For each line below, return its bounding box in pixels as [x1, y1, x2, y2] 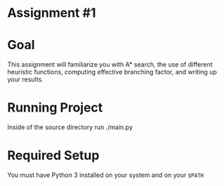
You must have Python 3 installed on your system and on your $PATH [7, 171, 204, 179]
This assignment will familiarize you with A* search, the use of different [7, 60, 213, 69]
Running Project [7, 100, 103, 116]
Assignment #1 [7, 5, 96, 21]
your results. [7, 75, 44, 84]
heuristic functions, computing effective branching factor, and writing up [7, 68, 218, 77]
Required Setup [7, 147, 100, 164]
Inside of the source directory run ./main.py [7, 123, 133, 131]
